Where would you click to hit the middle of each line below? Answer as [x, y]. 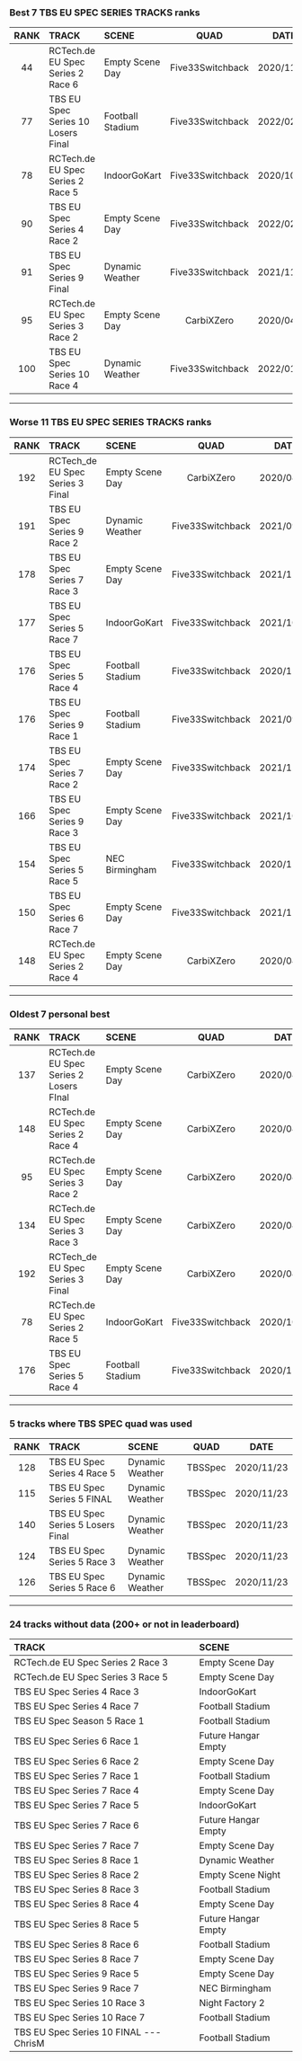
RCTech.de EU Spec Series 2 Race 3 [91, 1663]
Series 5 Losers [82, 1525]
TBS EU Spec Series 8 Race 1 [76, 1861]
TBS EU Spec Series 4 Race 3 [76, 1692]
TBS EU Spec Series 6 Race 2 [76, 1762]
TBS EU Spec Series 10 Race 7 [80, 2018]
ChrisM [29, 2044]
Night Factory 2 [232, 2003]
